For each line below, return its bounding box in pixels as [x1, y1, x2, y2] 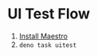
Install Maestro [18, 31, 69, 41]
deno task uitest [18, 41, 77, 49]
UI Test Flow [7, 5, 91, 23]
